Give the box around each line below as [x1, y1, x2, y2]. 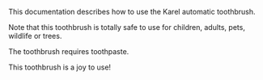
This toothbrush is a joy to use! [8, 62, 112, 72]
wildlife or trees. [8, 32, 62, 40]
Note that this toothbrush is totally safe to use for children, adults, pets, [8, 23, 245, 32]
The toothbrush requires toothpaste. [8, 47, 129, 56]
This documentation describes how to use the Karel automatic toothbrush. [8, 7, 257, 16]
